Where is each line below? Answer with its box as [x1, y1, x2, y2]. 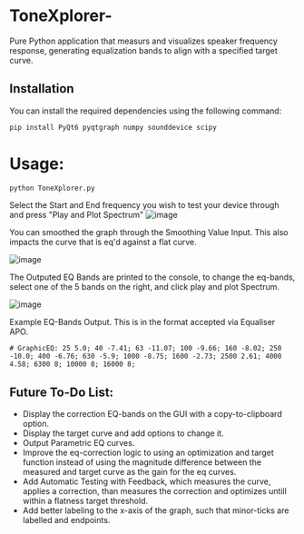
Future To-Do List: [9, 384, 114, 400]
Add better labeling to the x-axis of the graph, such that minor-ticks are [22, 505, 289, 516]
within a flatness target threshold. [22, 496, 148, 507]
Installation [9, 81, 74, 96]
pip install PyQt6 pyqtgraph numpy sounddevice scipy [9, 123, 218, 132]
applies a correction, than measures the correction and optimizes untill [22, 486, 288, 497]
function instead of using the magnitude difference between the [22, 457, 261, 468]
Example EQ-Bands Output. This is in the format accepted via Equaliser [9, 317, 276, 328]
